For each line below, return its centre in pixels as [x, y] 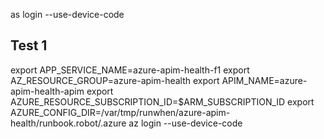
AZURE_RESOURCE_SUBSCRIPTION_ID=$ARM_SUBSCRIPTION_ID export [162, 101]
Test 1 [29, 45]
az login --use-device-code [185, 123]
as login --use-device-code [67, 14]
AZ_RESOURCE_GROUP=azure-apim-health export [115, 80]
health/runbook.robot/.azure [68, 123]
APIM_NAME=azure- [264, 80]
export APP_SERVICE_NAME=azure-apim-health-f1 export [130, 70]
